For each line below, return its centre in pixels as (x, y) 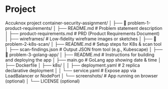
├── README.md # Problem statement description (110, 28)
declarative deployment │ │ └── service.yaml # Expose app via (71, 70)
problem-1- (139, 23)
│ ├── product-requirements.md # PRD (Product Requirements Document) (82, 33)
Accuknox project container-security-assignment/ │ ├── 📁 (66, 23)
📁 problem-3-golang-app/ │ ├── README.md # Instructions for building (80, 54)
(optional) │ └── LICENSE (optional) (42, 81)
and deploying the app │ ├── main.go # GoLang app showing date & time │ (83, 60)
